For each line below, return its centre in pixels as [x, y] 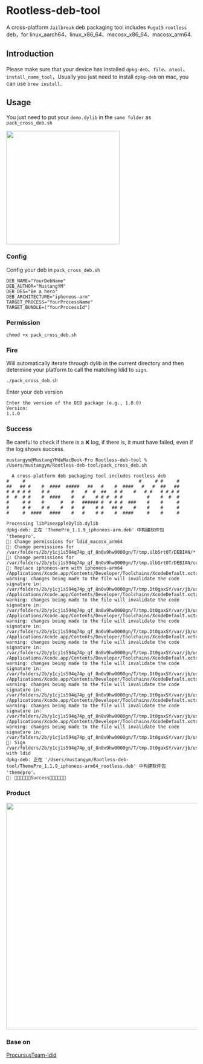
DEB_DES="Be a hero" [32, 291]
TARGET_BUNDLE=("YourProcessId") [48, 307]
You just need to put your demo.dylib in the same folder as [79, 117]
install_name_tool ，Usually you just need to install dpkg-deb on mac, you [98, 77]
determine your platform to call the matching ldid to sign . [77, 370]
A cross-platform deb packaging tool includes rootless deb [89, 476]
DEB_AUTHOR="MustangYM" [36, 286]
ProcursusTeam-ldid [31, 1055]
